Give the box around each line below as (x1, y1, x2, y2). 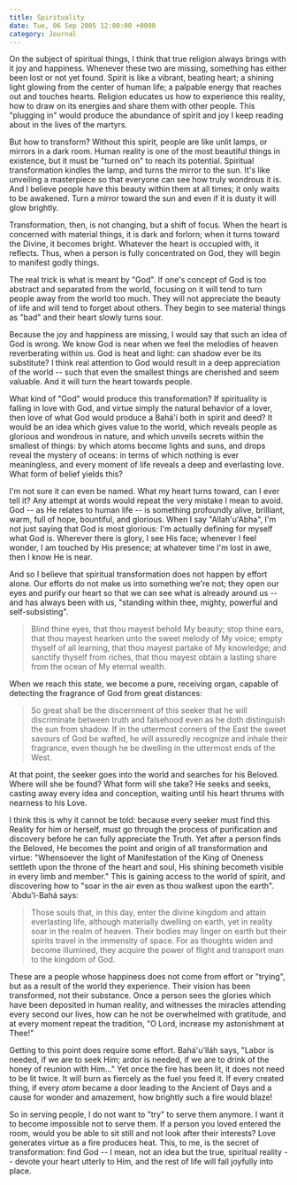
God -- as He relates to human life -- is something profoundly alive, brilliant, (9, 505, 286, 515)
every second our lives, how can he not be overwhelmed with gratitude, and (9, 1009, 286, 1019)
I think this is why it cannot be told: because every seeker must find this (9, 815, 270, 825)
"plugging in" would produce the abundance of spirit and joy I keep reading (9, 110, 284, 120)
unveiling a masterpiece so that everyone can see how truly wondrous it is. (9, 174, 282, 185)
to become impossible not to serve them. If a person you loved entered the (9, 1119, 281, 1129)
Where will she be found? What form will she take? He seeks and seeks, (9, 778, 271, 789)
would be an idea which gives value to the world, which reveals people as (9, 422, 278, 432)
